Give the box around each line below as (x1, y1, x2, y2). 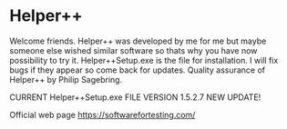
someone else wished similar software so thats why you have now (9, 45, 258, 55)
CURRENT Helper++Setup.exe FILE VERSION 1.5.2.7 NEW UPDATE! (9, 92, 261, 103)
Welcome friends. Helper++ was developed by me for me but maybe (9, 35, 267, 46)
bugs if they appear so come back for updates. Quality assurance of (9, 64, 266, 75)
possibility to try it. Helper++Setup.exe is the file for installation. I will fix (9, 55, 279, 65)
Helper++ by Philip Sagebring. (9, 74, 123, 84)
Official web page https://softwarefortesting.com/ (9, 109, 196, 120)
